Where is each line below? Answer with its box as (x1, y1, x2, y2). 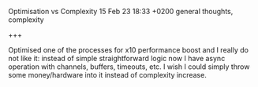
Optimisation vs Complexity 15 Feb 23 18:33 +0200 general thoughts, (8, 7, 234, 16)
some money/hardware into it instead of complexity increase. (8, 71, 207, 79)
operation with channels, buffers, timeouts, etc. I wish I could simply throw (8, 62, 250, 71)
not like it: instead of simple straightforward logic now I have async (8, 54, 226, 63)
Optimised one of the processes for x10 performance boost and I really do (8, 45, 249, 54)
